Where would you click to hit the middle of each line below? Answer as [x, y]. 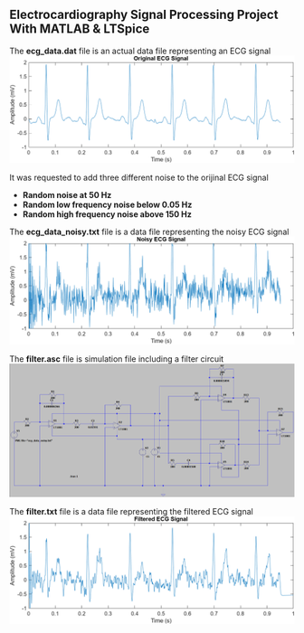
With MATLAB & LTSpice [80, 29]
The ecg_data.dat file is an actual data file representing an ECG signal [140, 51]
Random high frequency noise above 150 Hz [107, 214]
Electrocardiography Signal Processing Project [144, 15]
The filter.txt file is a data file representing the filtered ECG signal [131, 511]
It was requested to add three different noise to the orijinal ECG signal [139, 178]
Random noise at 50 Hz [67, 195]
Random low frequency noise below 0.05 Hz [107, 205]
